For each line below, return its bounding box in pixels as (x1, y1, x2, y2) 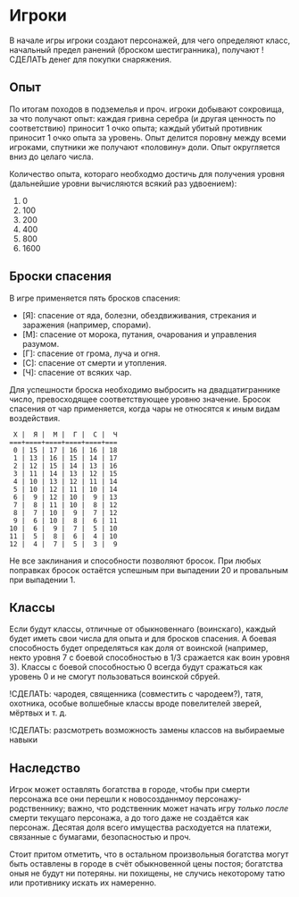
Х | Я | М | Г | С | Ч (12, 430, 118, 439)
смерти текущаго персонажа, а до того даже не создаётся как (9, 813, 250, 824)
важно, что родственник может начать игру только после (67, 803, 289, 814)
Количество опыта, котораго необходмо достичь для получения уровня (9, 168, 286, 179)
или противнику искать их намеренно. (9, 877, 157, 888)
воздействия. (9, 412, 61, 423)
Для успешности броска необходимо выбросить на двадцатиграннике (9, 384, 281, 394)
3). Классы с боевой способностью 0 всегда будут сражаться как (9, 662, 263, 673)
